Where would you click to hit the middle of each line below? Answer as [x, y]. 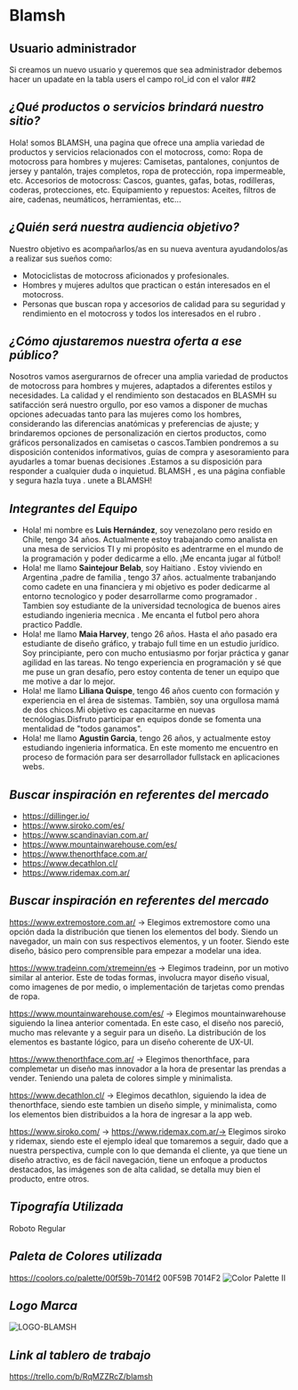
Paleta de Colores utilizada [86, 1256]
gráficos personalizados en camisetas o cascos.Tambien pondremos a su [144, 443]
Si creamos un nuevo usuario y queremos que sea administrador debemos [146, 69]
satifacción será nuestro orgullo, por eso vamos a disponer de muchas [139, 405]
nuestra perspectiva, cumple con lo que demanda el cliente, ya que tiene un [148, 1150]
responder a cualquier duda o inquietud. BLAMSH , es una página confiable [148, 471]
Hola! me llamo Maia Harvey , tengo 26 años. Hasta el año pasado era [149, 634]
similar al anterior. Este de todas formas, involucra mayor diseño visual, [139, 977]
